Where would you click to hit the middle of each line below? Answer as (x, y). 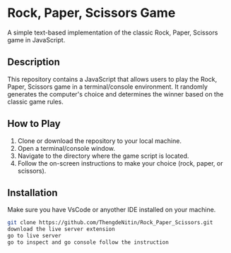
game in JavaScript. (36, 39)
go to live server (34, 236)
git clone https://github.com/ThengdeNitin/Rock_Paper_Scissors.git (110, 223)
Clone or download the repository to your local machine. (100, 141)
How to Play (34, 124)
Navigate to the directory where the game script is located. (103, 156)
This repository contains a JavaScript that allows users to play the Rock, (112, 79)
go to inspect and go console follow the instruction (88, 242)
